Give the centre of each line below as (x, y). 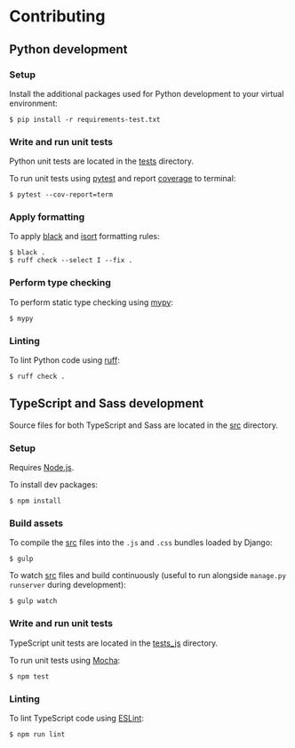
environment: (33, 103)
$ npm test (29, 676)
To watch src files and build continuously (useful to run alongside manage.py (148, 575)
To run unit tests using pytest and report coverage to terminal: (123, 179)
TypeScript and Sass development (107, 403)
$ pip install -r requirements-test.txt (85, 119)
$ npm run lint (37, 735)
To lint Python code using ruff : (64, 360)
